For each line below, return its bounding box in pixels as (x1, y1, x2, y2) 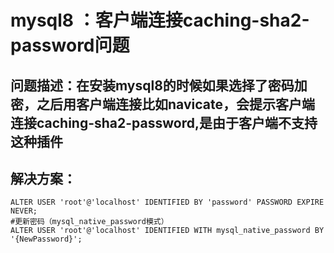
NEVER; (10, 206, 38, 216)
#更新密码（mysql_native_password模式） (10, 217, 169, 227)
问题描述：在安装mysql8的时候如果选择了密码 (10, 77, 295, 94)
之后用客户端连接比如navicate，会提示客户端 (36, 96, 315, 113)
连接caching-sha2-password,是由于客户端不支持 (10, 114, 318, 131)
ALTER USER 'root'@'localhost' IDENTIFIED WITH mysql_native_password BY (10, 226, 325, 236)
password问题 (10, 34, 130, 57)
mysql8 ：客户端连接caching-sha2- (10, 9, 310, 32)
